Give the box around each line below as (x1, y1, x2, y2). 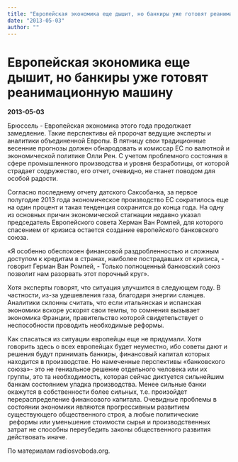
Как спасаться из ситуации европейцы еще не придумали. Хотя (7, 335, 202, 343)
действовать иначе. (7, 433, 67, 441)
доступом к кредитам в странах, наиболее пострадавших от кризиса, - (7, 255, 225, 263)
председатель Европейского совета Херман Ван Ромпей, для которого (7, 218, 224, 227)
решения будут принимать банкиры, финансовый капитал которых (7, 350, 210, 358)
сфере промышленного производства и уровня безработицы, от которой (7, 159, 229, 167)
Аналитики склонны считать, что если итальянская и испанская (7, 299, 202, 307)
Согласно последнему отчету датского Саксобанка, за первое (7, 188, 198, 197)
